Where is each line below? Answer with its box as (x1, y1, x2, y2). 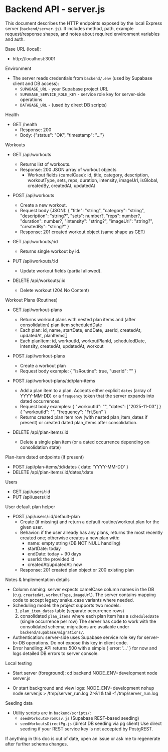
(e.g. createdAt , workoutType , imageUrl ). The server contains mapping (12, 592, 156, 598)
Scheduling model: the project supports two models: (12, 602, 121, 608)
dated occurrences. (20, 398, 61, 404)
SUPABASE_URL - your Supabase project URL (20, 85, 109, 91)
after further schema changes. (5, 740, 69, 747)
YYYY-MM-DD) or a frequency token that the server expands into (20, 393, 154, 399)
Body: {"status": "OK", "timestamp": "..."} (20, 132, 104, 138)
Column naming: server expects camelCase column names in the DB (12, 586, 154, 592)
